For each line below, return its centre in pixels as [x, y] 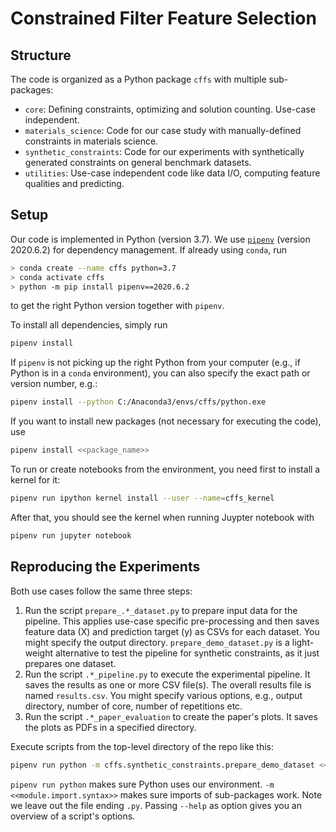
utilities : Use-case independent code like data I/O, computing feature [172, 173]
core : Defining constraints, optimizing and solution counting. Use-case [170, 109]
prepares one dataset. [70, 663]
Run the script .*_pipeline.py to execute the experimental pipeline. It [167, 674]
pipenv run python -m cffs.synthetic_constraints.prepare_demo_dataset [162, 765]
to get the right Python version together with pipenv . [117, 306]
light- [303, 642]
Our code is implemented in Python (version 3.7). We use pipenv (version [160, 239]
